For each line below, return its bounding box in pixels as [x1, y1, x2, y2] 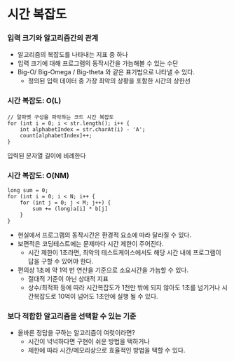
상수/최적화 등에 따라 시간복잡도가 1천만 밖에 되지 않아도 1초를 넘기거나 [27, 283, 221, 292]
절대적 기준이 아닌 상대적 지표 [27, 275, 109, 283]
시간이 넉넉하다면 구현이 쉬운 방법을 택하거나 [27, 337, 150, 346]
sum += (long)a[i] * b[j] [32, 205, 109, 212]
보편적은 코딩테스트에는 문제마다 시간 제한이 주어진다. [17, 240, 164, 248]
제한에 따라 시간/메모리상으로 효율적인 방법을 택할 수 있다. [27, 346, 186, 355]
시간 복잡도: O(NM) [7, 170, 70, 180]
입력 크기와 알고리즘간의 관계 [7, 33, 99, 43]
